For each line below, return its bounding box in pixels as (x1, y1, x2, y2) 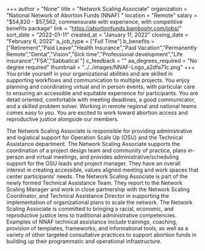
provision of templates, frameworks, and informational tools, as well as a (6, 225, 189, 231)
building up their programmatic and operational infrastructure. (6, 238, 162, 245)
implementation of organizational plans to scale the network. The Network (6, 198, 193, 206)
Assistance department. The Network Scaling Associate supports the (6, 140, 181, 147)
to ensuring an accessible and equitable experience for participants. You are (6, 90, 198, 96)
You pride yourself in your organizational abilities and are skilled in (6, 70, 173, 77)
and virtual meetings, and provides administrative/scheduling (25, 153, 179, 161)
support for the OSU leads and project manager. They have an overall (6, 160, 181, 167)
